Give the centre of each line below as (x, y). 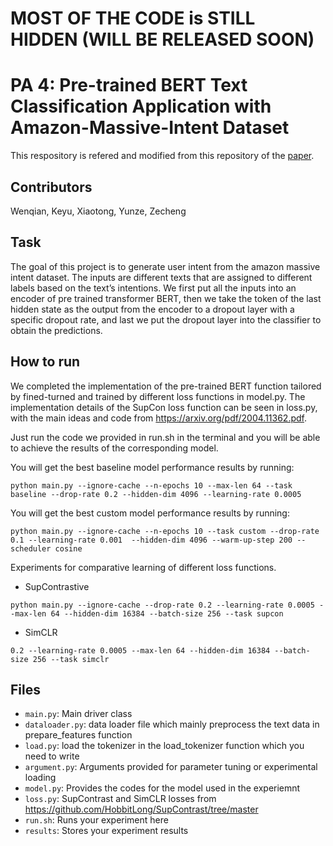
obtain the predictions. (56, 330)
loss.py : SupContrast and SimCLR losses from (120, 799)
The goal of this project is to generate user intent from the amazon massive (165, 266)
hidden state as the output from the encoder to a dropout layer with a (152, 309)
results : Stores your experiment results (106, 831)
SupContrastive (57, 586)
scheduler (31, 548)
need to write (52, 756)
